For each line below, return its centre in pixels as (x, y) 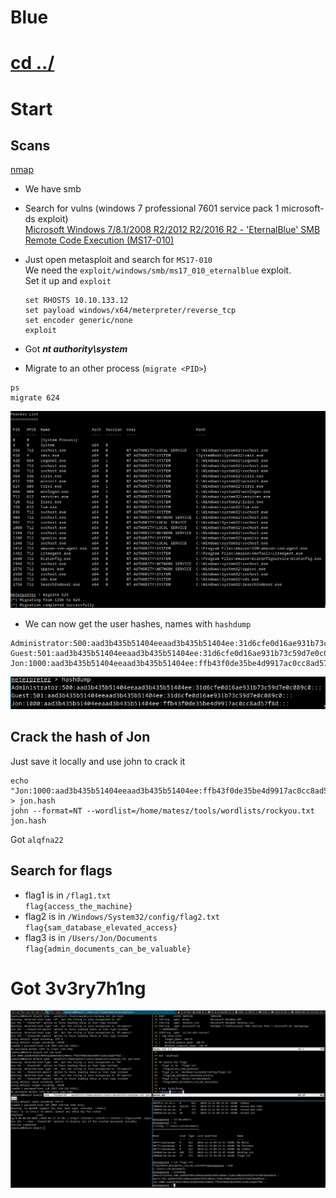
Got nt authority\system (76, 349)
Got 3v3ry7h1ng (78, 988)
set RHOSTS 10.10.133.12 (76, 301)
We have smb (53, 189)
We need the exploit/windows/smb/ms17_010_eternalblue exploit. (158, 270)
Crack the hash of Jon (80, 737)
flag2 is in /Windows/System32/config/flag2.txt (122, 916)
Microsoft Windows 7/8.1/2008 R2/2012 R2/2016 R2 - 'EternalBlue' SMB (172, 230)
